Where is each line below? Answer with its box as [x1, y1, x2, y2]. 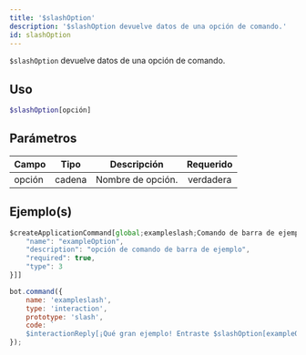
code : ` [25, 320, 55, 330]
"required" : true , [25, 254, 96, 263]
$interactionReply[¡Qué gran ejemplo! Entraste [25, 330, 209, 339]
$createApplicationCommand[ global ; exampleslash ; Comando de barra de [9, 228, 275, 238]
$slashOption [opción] [9, 106, 92, 115]
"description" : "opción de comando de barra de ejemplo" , [25, 245, 250, 255]
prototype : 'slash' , [25, 312, 104, 321]
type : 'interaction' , [25, 304, 107, 313]
